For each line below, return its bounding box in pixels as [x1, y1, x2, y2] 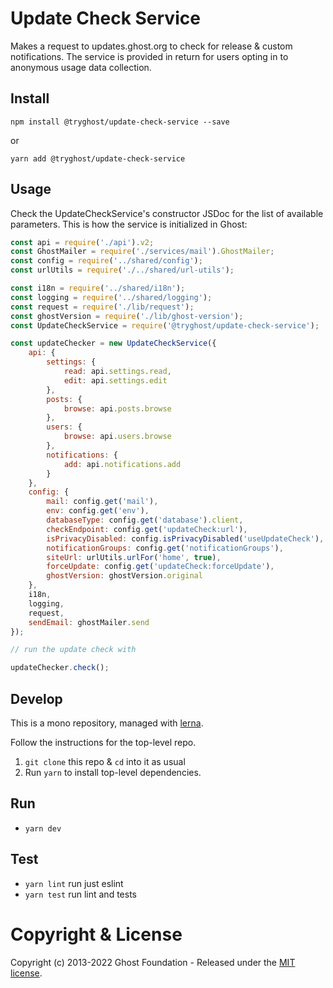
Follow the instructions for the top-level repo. [10, 737, 197, 748]
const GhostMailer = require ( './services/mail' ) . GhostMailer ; [10, 247, 275, 257]
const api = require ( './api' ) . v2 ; [10, 237, 155, 247]
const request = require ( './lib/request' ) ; [10, 302, 195, 312]
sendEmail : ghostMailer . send [28, 617, 150, 627]
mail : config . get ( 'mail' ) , [46, 497, 159, 507]
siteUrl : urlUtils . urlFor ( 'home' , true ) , [46, 552, 222, 562]
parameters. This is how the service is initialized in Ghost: [10, 218, 248, 230]
